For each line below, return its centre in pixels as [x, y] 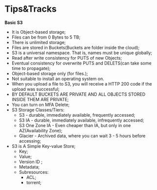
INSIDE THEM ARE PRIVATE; [40, 99]
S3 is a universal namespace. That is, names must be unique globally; [82, 53]
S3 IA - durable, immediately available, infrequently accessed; [81, 120]
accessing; [30, 141]
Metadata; [29, 167]
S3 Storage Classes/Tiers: [38, 110]
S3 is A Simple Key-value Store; [44, 146]
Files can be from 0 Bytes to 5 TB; [46, 37]
